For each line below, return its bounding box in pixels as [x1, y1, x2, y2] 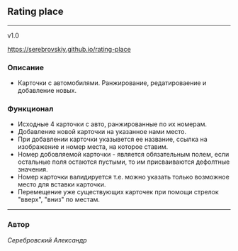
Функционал [7, 104, 54, 114]
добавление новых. [17, 87, 77, 95]
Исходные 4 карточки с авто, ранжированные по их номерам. [17, 120, 208, 128]
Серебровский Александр [7, 235, 87, 244]
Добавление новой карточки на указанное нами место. [17, 128, 187, 136]
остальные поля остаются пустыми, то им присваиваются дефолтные [17, 157, 230, 166]
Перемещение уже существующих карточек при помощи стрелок [17, 188, 220, 196]
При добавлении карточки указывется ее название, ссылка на [17, 135, 208, 144]
